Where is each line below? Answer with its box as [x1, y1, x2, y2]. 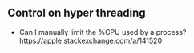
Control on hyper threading [7, 6, 146, 20]
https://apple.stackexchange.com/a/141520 [18, 36, 162, 45]
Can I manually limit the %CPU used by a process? [18, 27, 187, 36]
